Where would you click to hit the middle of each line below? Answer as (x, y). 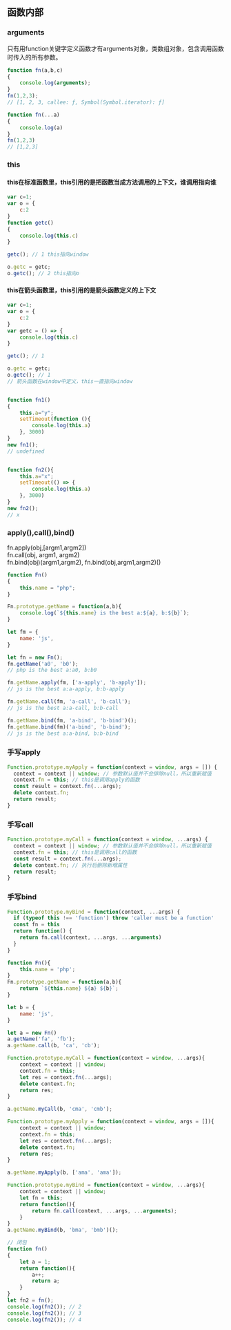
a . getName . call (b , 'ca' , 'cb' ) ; (53, 1046)
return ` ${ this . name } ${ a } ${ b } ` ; (69, 989)
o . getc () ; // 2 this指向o (43, 274)
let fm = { (23, 632)
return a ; (46, 1281)
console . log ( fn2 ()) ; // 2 (44, 1306)
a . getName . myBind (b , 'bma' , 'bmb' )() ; (63, 1230)
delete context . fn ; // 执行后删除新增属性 (70, 865)
